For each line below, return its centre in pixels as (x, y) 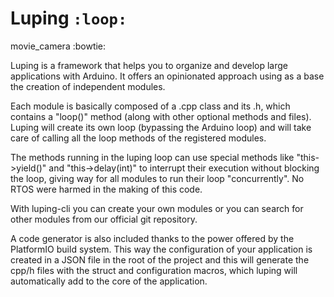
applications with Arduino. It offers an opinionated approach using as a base (167, 76)
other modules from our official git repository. (104, 219)
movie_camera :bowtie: (58, 46)
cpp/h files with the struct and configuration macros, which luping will (154, 270)
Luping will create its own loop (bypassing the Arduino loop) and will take (161, 127)
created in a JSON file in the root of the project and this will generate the (160, 259)
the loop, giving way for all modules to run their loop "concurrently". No (157, 178)
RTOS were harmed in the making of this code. (106, 189)
